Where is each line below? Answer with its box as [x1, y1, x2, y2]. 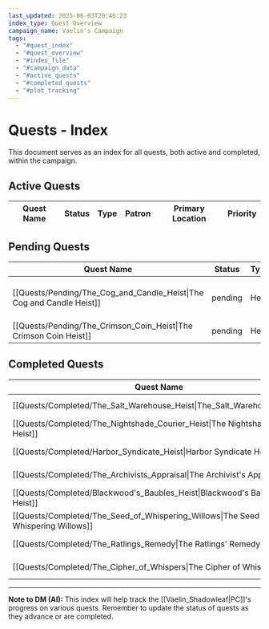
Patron [125, 208, 151, 219]
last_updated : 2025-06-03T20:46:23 [8, 11, 127, 20]
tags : [8, 34, 26, 43]
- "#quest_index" [15, 42, 74, 50]
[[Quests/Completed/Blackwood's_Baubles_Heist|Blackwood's [12, 487, 250, 498]
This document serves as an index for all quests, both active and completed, [8, 148, 260, 157]
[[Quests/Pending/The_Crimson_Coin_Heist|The [12, 320, 194, 331]
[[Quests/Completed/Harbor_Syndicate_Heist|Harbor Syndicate [12, 446, 252, 457]
